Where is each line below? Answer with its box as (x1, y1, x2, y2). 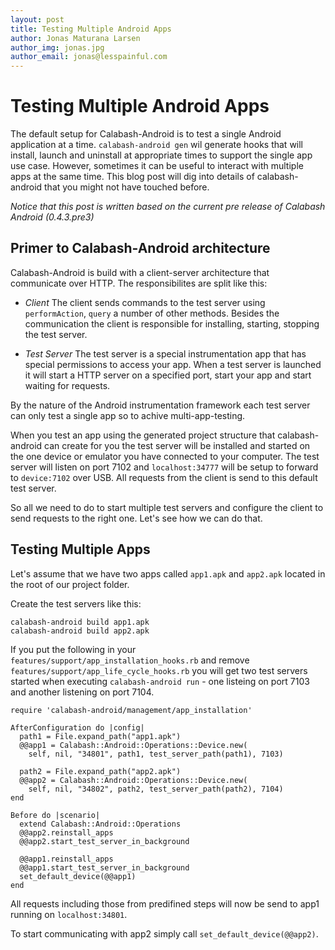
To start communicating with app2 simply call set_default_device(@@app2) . (10, 927, 319, 940)
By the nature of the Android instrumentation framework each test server (10, 399, 311, 411)
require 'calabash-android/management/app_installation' (10, 705, 253, 715)
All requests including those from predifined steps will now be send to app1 (10, 897, 320, 910)
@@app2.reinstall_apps (19, 827, 114, 838)
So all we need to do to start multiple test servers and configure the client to (10, 501, 324, 513)
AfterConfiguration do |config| (10, 722, 145, 733)
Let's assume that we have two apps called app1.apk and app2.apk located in (10, 567, 326, 580)
